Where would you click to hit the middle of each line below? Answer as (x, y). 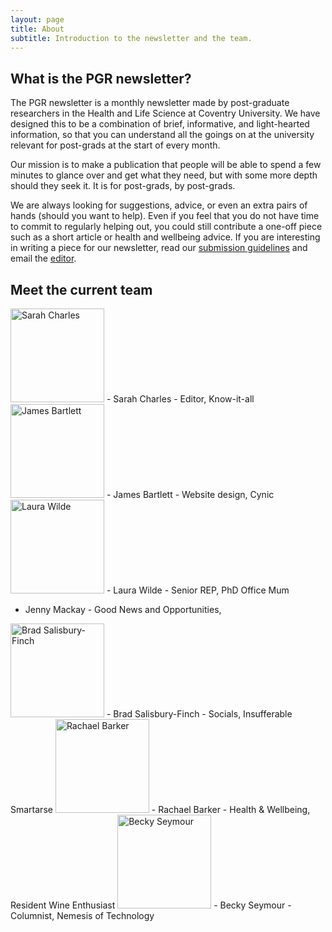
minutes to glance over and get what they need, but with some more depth (164, 175)
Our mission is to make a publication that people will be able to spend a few (166, 165)
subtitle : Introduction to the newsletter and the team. (131, 38)
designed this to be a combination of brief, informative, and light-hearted (160, 124)
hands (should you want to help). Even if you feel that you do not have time (165, 216)
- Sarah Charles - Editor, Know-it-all (180, 399)
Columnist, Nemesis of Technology (82, 915)
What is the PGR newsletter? (101, 78)
